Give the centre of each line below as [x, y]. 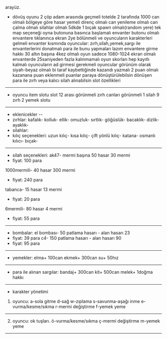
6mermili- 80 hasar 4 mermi [34, 209]
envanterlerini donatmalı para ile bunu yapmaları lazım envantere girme [85, 49]
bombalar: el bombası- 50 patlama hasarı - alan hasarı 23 [71, 233]
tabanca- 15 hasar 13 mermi [34, 189]
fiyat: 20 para [26, 199]
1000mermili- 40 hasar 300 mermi [40, 170]
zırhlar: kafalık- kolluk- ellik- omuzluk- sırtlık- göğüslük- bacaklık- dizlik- [86, 120]
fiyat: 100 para [27, 161]
